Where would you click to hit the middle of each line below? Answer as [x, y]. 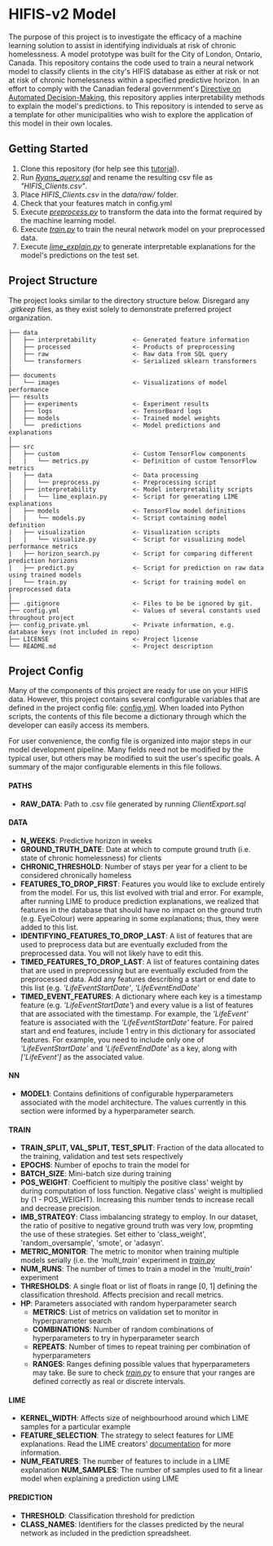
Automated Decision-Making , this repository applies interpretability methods [136, 97]
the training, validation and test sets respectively [101, 1157]
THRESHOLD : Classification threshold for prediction [108, 1515]
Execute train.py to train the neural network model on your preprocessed [142, 229]
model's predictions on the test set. [80, 255]
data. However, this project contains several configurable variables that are [134, 699]
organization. [31, 318]
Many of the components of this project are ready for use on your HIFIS [128, 691]
